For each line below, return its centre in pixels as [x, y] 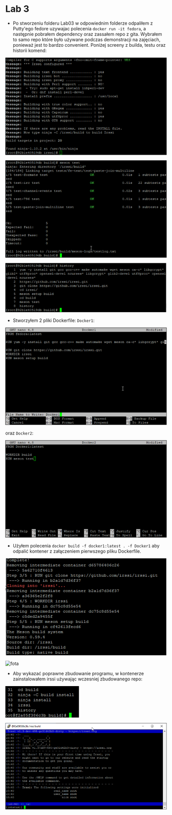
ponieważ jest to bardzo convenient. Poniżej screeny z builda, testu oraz [89, 45]
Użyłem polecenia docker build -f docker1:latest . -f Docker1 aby [86, 545]
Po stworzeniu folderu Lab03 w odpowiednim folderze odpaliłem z [83, 23]
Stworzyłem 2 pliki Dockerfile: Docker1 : [53, 320]
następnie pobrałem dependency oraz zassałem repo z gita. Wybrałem [87, 34]
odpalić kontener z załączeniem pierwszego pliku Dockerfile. [77, 551]
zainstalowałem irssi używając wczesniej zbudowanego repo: [78, 679]
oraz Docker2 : [19, 433]
